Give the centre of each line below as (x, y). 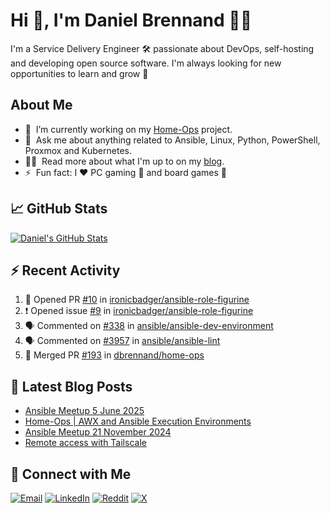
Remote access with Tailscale (85, 443)
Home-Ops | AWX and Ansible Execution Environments (138, 421)
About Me (41, 105)
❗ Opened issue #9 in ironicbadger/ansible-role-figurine (139, 311)
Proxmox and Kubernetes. (78, 150)
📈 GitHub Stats (59, 209)
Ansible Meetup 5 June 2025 (84, 411)
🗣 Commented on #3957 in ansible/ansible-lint (122, 341)
